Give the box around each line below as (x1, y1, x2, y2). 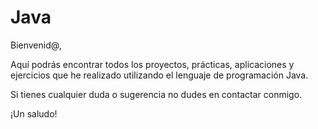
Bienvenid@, (10, 39, 62, 51)
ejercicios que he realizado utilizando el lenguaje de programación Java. (10, 69, 309, 81)
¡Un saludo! (10, 107, 58, 120)
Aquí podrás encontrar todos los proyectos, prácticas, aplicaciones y (10, 58, 295, 70)
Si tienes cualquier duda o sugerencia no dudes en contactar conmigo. (10, 88, 303, 100)
